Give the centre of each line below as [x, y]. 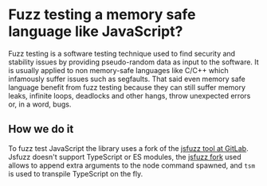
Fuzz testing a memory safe [102, 15]
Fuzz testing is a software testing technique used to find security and [122, 53]
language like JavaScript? [96, 31]
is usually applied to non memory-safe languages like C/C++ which [118, 70]
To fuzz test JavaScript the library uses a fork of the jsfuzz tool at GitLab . [128, 148]
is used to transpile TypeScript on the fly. [76, 173]
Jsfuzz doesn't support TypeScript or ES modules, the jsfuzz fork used [125, 157]
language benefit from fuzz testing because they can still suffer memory [127, 87]
